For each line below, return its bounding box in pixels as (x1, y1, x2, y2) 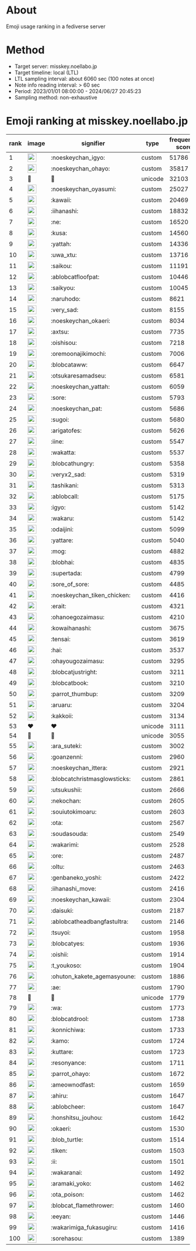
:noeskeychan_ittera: (50, 763, 108, 772)
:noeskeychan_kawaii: (50, 895, 111, 903)
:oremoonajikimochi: (50, 349, 107, 358)
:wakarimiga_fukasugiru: (50, 1223, 118, 1231)
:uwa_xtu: (50, 251, 77, 259)
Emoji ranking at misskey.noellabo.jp (6, 115, 188, 128)
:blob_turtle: (50, 1135, 83, 1143)
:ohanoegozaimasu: (50, 613, 105, 621)
